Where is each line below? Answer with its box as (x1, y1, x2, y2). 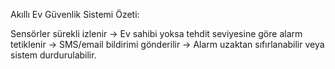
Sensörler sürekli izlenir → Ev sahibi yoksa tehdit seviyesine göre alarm (10, 28, 303, 39)
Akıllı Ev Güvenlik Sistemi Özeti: (10, 9, 140, 20)
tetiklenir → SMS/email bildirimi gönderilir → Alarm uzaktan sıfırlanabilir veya (10, 39, 325, 50)
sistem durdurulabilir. (10, 49, 97, 61)
